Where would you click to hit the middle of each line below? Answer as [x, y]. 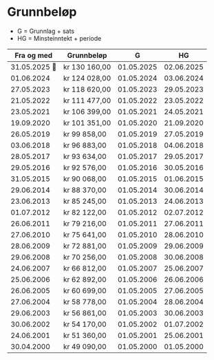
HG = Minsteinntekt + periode [59, 38]
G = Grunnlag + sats [45, 31]
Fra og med [34, 55]
